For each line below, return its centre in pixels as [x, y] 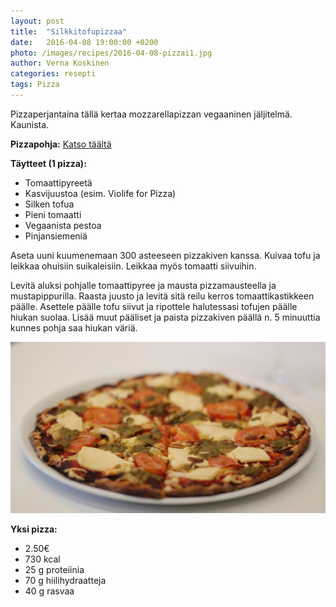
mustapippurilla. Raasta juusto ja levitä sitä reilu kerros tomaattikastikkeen [162, 296]
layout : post [37, 21]
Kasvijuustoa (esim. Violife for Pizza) [100, 193]
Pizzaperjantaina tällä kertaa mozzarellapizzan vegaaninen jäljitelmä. [151, 114]
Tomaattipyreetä [58, 182]
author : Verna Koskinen [60, 63]
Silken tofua [49, 204]
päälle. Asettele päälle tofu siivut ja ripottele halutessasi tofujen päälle [154, 306]
